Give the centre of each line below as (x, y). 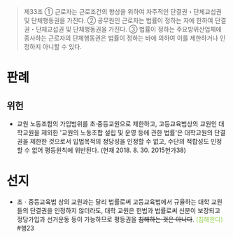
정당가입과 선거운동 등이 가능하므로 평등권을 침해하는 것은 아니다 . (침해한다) (120, 219)
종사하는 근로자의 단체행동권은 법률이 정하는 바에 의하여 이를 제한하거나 (121, 38)
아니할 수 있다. (62, 47)
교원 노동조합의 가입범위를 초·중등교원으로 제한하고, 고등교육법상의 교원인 (117, 124)
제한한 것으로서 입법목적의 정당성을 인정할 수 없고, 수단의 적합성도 (119, 141)
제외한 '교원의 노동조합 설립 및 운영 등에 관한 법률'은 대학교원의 (127, 132)
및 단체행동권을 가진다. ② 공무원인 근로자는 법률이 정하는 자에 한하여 (119, 20)
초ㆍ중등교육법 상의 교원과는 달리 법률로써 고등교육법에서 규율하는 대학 (113, 202)
